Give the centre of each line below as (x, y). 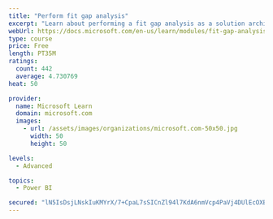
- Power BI (34, 188)
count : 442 (34, 69)
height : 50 (48, 144)
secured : (23, 203)
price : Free (28, 46)
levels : (22, 158)
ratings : (23, 62)
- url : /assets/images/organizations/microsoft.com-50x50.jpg (130, 129)
